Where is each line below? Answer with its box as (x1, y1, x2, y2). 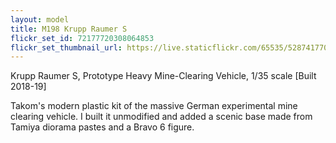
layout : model (10, 14, 70, 25)
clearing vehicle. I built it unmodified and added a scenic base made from (10, 111, 313, 123)
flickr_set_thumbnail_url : (10, 42, 123, 53)
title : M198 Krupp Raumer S (10, 24, 128, 34)
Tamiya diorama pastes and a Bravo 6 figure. (10, 121, 195, 133)
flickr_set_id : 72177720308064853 (10, 33, 155, 43)
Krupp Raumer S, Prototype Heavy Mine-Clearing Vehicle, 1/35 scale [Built (10, 70, 317, 82)
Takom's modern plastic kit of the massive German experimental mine (10, 100, 298, 112)
